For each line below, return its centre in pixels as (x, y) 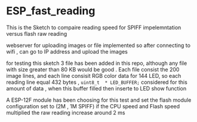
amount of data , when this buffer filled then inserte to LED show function (96, 88)
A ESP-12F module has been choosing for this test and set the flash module (99, 100)
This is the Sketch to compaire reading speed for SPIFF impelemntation (94, 27)
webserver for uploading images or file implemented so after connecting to (98, 45)
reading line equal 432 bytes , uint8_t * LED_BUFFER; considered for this (97, 82)
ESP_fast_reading (51, 11)
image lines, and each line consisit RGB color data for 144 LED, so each (94, 76)
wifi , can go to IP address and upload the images (67, 51)
